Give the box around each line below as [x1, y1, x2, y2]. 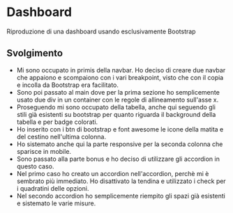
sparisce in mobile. [16, 147, 71, 155]
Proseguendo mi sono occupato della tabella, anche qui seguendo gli [16, 102, 216, 111]
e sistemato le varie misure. [16, 199, 96, 207]
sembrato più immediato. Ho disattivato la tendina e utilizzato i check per [16, 177, 226, 185]
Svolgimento [6, 47, 63, 59]
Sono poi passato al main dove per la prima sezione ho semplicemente [16, 88, 220, 96]
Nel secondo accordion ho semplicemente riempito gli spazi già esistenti [16, 191, 226, 200]
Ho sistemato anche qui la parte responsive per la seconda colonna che [16, 140, 223, 148]
